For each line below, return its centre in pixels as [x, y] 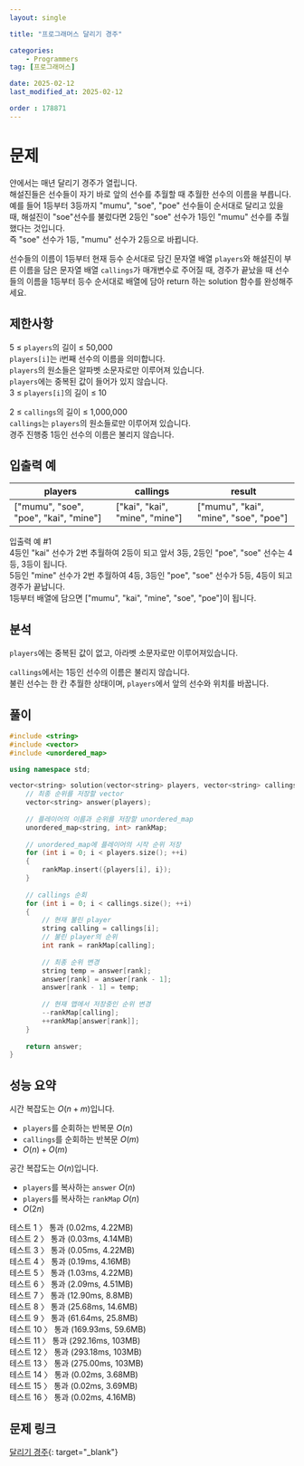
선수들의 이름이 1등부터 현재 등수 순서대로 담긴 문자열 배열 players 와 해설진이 [146, 258]
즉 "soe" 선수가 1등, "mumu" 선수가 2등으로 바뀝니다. [104, 239]
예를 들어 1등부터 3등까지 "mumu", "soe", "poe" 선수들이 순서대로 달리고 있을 [147, 205]
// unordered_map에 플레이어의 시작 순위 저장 [104, 844]
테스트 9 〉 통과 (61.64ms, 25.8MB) [74, 1318]
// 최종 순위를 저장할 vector [75, 794]
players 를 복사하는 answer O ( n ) [79, 1187]
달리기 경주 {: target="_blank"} [64, 1452]
